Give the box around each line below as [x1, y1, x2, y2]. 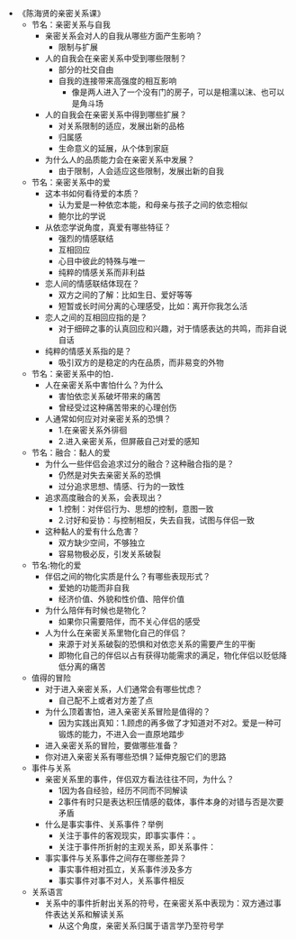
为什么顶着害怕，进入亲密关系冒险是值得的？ [44, 707, 211, 716]
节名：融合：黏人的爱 [31, 447, 111, 458]
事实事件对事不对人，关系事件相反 [58, 875, 185, 886]
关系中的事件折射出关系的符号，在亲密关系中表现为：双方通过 [44, 898, 274, 908]
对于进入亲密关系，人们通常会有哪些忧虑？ [44, 684, 203, 694]
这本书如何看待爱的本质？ [44, 188, 140, 198]
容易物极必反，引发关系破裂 [58, 549, 162, 559]
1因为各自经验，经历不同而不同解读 [58, 785, 188, 796]
